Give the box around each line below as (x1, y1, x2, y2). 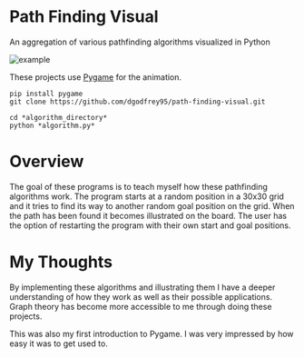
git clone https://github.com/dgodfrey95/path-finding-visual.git (9, 97, 266, 106)
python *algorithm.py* (9, 121, 95, 130)
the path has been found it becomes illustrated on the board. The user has (9, 210, 288, 221)
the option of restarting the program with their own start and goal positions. (9, 220, 291, 231)
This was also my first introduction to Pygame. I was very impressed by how (9, 328, 294, 339)
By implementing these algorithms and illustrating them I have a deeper (9, 282, 276, 293)
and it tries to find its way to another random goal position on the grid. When (9, 200, 295, 211)
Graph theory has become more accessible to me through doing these (9, 301, 272, 312)
